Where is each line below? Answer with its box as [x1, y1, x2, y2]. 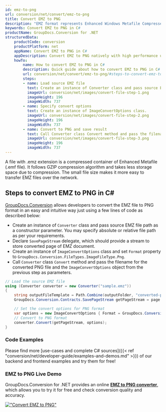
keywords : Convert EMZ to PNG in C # [5, 26, 81, 31]
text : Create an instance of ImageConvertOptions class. [27, 108, 147, 114]
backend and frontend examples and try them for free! [5, 358, 116, 364]
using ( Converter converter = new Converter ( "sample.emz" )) [5, 283, 132, 288]
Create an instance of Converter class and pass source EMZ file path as [12, 222, 159, 228]
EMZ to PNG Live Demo [5, 370, 62, 377]
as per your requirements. [12, 232, 65, 238]
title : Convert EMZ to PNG [5, 16, 61, 21]
